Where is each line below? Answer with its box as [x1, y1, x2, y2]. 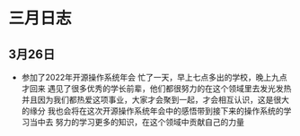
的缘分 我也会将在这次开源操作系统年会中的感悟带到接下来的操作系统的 [21, 106, 284, 116]
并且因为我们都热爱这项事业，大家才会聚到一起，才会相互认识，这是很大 [21, 95, 289, 105]
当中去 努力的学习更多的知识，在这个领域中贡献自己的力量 [29, 117, 244, 127]
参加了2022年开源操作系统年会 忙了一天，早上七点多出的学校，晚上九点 [21, 72, 288, 82]
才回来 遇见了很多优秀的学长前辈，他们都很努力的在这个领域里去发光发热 [21, 83, 292, 94]
